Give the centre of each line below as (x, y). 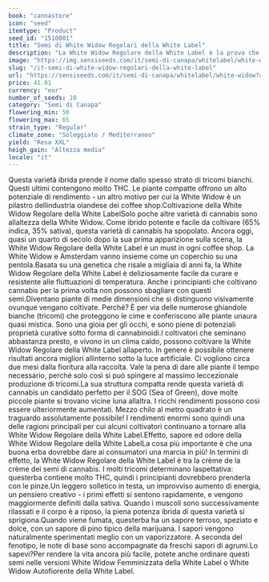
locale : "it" (30, 157)
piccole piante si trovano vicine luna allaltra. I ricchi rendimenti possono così (134, 401)
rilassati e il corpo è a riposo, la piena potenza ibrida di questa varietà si (127, 512)
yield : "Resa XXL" (39, 142)
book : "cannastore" (41, 16)
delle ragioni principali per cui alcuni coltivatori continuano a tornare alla (127, 427)
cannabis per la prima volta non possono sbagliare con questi (110, 291)
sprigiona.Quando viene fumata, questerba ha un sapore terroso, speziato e (133, 520)
